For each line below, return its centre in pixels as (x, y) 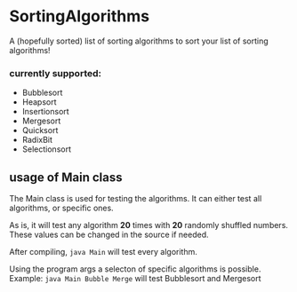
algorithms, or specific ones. (61, 208)
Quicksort (40, 130)
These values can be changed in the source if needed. (109, 235)
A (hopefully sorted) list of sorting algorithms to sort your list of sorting (139, 41)
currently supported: (56, 73)
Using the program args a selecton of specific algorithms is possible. (135, 269)
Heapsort (39, 102)
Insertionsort (45, 112)
